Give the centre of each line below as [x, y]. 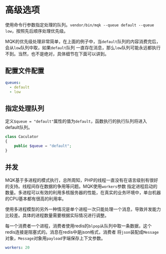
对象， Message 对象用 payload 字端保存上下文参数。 [55, 238]
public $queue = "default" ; [43, 146]
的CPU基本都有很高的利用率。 [36, 199]
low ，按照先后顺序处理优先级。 [37, 31]
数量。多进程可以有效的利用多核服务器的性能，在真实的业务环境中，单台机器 [83, 192]
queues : [13, 83]
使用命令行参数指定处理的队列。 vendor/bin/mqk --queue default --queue [80, 25]
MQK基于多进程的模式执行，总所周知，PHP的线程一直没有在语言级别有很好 [82, 180]
